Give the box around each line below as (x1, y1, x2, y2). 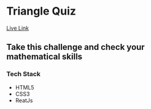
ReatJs (15, 96, 33, 104)
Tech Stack (6, 70, 41, 79)
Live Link (6, 24, 29, 32)
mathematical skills (6, 52, 83, 62)
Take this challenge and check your (6, 42, 145, 52)
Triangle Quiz (6, 4, 77, 18)
